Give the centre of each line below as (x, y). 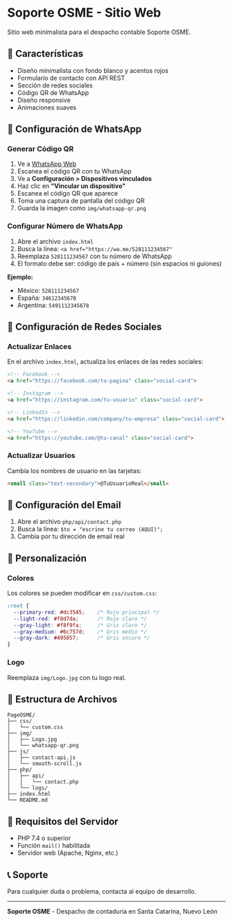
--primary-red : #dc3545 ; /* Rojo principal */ (86, 612)
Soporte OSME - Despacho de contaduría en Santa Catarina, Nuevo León (112, 911)
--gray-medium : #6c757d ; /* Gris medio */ (80, 632)
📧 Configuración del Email (64, 505)
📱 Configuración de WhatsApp (75, 129)
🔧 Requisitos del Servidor (63, 821)
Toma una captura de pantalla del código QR (81, 201)
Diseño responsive (44, 100)
